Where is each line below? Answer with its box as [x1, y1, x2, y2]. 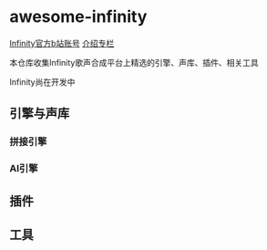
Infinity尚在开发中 [9, 76, 76, 88]
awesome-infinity [9, 6, 148, 27]
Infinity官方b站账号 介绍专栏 [9, 37, 115, 48]
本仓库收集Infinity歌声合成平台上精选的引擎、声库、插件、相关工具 [9, 57, 259, 68]
